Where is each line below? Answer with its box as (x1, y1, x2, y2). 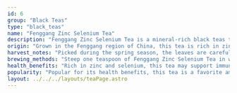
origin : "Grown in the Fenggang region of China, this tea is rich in (7, 43, 219, 50)
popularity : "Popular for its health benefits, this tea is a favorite (7, 69, 222, 76)
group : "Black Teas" (7, 17, 68, 24)
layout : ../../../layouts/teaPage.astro (7, 75, 128, 83)
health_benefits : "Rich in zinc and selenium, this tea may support (7, 62, 213, 69)
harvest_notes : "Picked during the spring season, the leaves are (7, 50, 207, 57)
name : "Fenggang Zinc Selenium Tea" (7, 29, 115, 37)
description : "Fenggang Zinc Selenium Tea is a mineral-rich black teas (7, 36, 226, 43)
